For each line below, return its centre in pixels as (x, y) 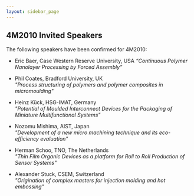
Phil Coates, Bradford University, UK (59, 79)
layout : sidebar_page (33, 11)
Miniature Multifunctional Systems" (57, 115)
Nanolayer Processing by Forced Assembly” (68, 67)
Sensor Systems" (36, 163)
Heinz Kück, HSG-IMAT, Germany (55, 102)
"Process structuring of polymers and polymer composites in (89, 85)
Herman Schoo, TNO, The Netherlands (62, 150)
